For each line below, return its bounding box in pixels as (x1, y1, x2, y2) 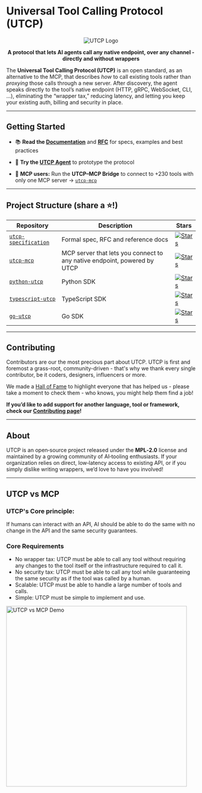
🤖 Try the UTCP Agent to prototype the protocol (14, 158, 135, 166)
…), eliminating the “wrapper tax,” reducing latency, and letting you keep (6, 92, 185, 99)
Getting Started (6, 122, 66, 132)
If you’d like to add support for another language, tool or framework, (6, 401, 180, 408)
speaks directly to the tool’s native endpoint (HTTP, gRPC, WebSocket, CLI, (6, 86, 192, 93)
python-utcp (9, 278, 44, 285)
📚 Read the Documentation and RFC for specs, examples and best (14, 138, 183, 145)
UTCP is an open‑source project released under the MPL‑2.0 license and (6, 447, 188, 454)
